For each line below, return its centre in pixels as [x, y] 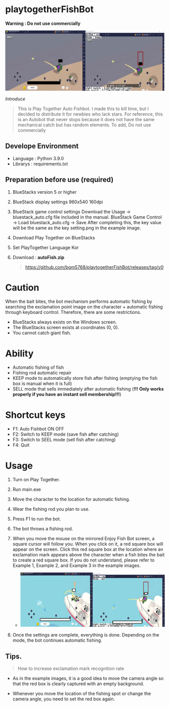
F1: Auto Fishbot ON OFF [38, 429]
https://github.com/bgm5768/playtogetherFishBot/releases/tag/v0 [94, 267]
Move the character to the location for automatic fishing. [71, 499]
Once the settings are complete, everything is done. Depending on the [86, 635]
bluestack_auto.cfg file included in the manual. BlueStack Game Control [87, 217]
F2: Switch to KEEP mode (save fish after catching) [66, 434]
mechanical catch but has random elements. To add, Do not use [84, 125]
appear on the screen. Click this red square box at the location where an [88, 549]
